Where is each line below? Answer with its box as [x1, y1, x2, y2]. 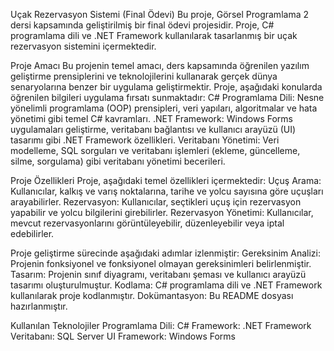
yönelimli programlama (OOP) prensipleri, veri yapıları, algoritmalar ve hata [10, 102, 318, 114]
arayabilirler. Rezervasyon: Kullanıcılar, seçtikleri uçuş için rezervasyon [10, 196, 302, 208]
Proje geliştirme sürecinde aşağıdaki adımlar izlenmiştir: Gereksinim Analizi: [10, 247, 321, 259]
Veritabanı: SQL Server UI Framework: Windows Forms [10, 330, 236, 342]
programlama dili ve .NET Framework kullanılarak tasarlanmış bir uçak [10, 30, 298, 41]
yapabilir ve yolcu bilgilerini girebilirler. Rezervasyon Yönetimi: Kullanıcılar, [10, 207, 314, 218]
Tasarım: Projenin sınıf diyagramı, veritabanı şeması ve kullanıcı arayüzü [10, 269, 307, 280]
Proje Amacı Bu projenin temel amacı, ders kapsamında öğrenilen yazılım [10, 60, 310, 71]
